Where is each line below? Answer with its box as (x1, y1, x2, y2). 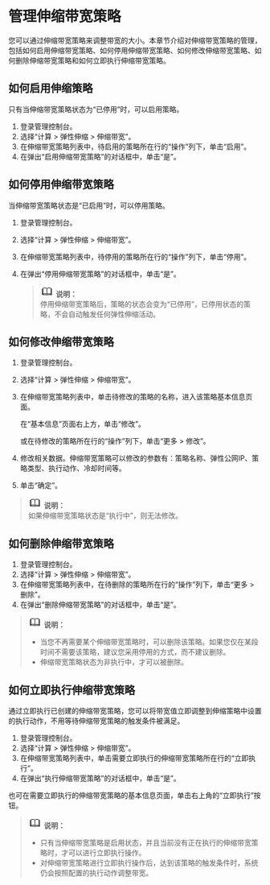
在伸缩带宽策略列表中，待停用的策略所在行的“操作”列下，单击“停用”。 (19, 251, 252, 262)
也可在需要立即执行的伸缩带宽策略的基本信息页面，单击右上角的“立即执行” (8, 791, 255, 800)
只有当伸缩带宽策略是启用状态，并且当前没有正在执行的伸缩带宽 (39, 838, 252, 847)
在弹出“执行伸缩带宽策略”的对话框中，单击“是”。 (19, 774, 181, 783)
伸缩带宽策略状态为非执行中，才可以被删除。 (39, 657, 189, 667)
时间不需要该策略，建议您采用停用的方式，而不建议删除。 (39, 647, 231, 657)
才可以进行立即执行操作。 (61, 848, 146, 858)
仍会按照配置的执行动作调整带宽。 (39, 868, 153, 878)
